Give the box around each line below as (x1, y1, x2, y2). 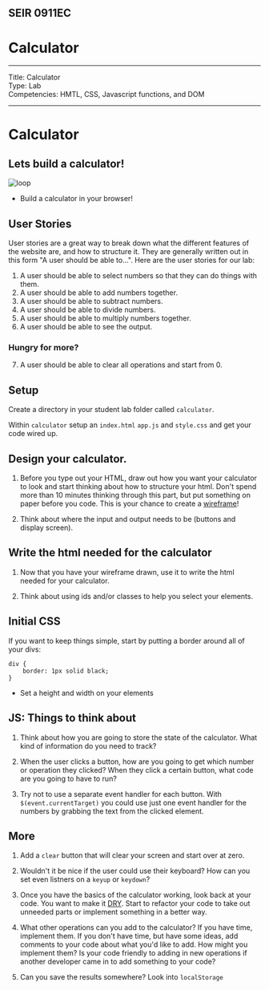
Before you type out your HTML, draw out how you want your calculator (19, 473, 258, 483)
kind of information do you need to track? (19, 741, 157, 750)
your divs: (8, 645, 42, 654)
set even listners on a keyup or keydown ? (19, 875, 151, 884)
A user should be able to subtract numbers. (19, 297, 163, 306)
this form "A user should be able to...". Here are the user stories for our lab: (8, 256, 255, 265)
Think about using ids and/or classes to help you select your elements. (19, 591, 254, 600)
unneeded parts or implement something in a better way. (19, 907, 207, 917)
